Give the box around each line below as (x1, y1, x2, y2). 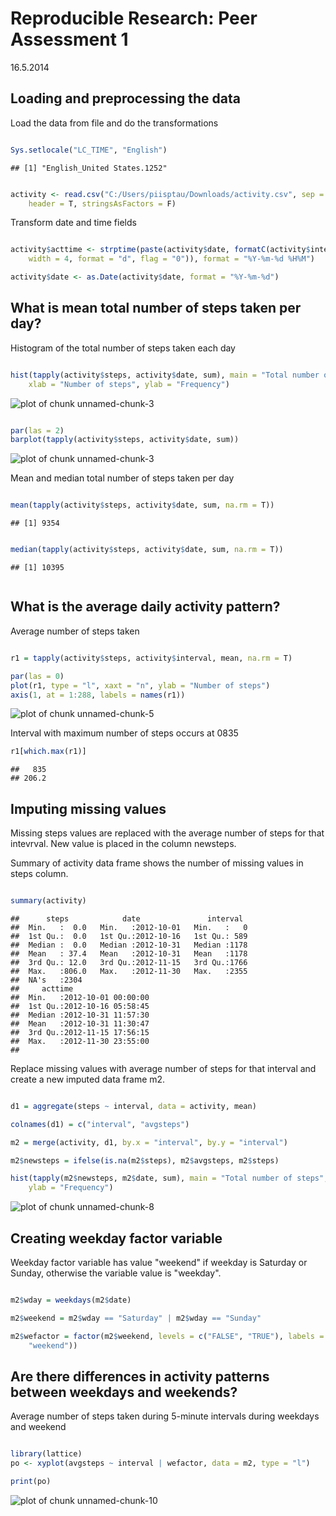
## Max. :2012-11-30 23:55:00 (10, 1036, 150, 1046)
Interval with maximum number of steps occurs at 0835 (10, 727, 239, 739)
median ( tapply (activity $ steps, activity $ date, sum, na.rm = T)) (10, 545, 284, 555)
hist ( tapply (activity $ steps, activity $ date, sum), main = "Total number (10, 370, 320, 380)
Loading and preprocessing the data (10, 90, 241, 107)
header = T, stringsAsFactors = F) (28, 198, 177, 209)
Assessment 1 (10, 28, 129, 51)
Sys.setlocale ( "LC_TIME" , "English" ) (10, 145, 168, 155)
